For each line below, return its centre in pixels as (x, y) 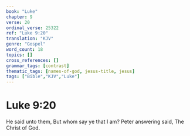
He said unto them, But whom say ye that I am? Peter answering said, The (95, 122)
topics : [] (19, 55)
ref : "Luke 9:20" (27, 33)
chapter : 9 (19, 17)
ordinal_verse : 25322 (33, 28)
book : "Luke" (22, 11)
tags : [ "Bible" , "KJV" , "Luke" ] (43, 76)
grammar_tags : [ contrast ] (38, 66)
